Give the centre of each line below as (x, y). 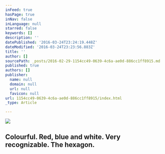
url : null (20, 89)
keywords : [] (19, 33)
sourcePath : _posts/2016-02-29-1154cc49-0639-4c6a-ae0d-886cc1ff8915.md (83, 61)
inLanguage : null (23, 24)
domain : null (23, 84)
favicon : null (24, 93)
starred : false (21, 28)
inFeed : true (19, 10)
